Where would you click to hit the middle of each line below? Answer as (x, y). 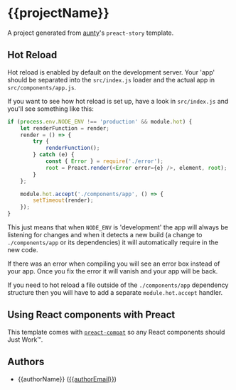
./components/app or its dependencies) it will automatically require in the (113, 242)
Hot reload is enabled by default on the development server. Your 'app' (111, 72)
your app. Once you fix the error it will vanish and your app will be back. (113, 271)
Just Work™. (25, 340)
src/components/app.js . (42, 87)
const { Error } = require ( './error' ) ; (104, 161)
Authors (26, 362)
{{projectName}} (59, 13)
